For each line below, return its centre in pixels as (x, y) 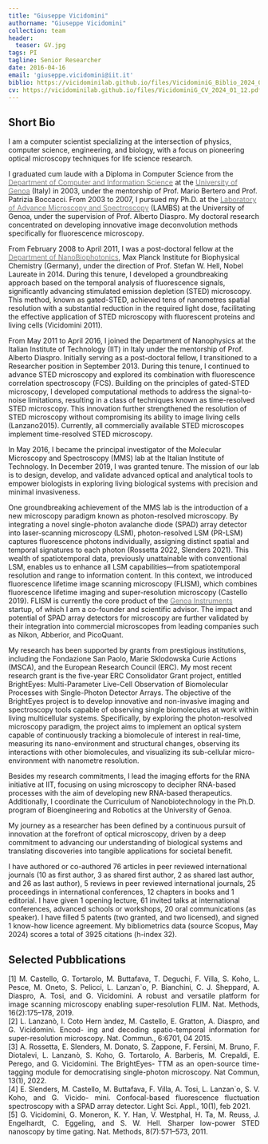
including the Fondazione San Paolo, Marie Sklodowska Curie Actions (122, 659)
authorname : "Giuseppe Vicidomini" (67, 23)
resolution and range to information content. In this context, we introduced (130, 575)
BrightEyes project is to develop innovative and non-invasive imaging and (129, 701)
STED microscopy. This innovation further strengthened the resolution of (128, 409)
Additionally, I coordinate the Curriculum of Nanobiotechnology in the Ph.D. (132, 802)
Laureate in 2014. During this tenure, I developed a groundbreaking (118, 274)
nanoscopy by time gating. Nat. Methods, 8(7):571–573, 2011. (108, 1132)
